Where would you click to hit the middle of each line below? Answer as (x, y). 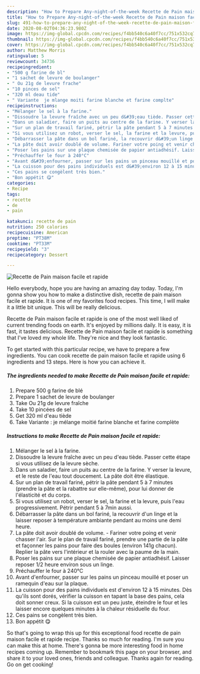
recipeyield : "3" (28, 249)
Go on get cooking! (30, 664)
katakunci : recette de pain (42, 222)
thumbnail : (20, 39)
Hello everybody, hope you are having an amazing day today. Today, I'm (95, 289)
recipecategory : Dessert (37, 255)
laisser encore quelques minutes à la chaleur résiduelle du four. (93, 609)
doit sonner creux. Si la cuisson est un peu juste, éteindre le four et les (101, 603)
